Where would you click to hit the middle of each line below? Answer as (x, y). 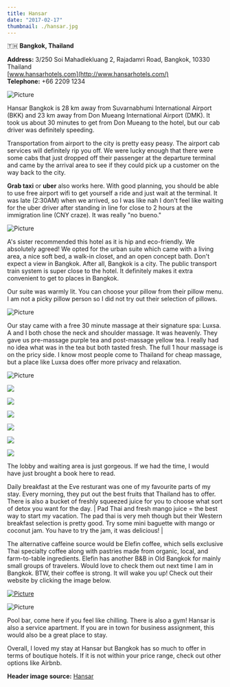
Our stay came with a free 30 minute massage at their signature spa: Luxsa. (114, 326)
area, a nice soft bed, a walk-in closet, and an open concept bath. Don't (108, 257)
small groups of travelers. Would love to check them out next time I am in (110, 566)
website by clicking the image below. (59, 580)
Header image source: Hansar (50, 676)
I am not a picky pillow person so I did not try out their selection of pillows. (112, 299)
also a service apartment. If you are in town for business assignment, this (111, 628)
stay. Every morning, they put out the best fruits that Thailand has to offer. (112, 494)
